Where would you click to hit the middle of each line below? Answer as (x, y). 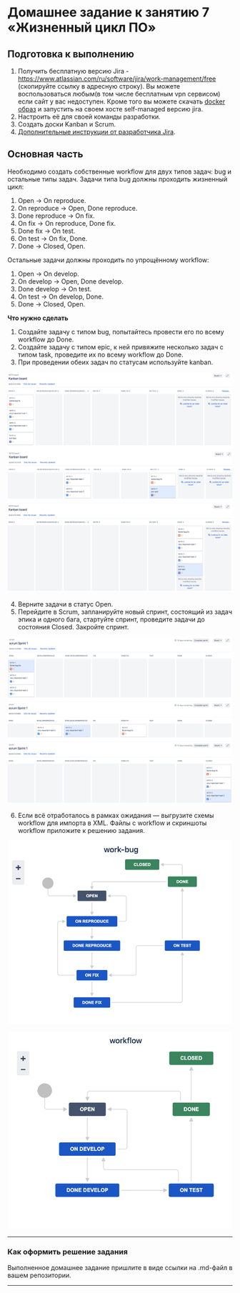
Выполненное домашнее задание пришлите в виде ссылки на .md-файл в (120, 1267)
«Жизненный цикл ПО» (82, 28)
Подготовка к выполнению (71, 54)
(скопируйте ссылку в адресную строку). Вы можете (99, 86)
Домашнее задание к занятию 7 (109, 13)
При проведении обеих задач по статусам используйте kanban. (115, 362)
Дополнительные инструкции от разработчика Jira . (97, 132)
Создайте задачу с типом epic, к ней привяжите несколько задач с (120, 346)
